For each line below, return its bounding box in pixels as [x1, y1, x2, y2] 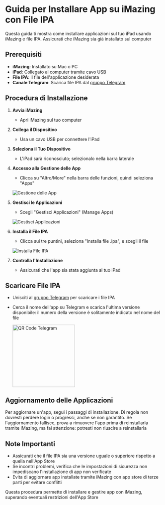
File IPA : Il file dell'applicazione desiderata [12, 74, 99, 80]
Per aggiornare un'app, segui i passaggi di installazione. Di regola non [5, 409, 149, 415]
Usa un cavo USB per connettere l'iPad [19, 136, 100, 142]
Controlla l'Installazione [12, 257, 63, 263]
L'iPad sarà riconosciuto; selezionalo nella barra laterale [19, 156, 134, 162]
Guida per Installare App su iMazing [5, 3, 156, 15]
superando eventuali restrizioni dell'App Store [5, 495, 98, 500]
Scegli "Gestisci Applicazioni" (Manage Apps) [19, 209, 114, 215]
